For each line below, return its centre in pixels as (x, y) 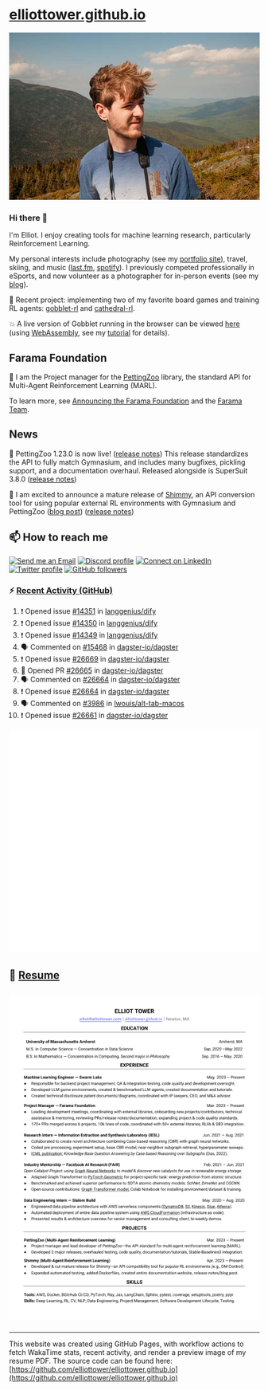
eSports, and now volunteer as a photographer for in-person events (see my (134, 276)
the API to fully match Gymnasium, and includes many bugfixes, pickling (127, 462)
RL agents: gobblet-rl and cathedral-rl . (72, 308)
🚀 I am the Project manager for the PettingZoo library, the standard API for (130, 377)
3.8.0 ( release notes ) (43, 479)
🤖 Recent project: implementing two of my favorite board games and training (134, 300)
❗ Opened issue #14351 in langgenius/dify (88, 611)
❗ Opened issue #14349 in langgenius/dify (89, 634)
